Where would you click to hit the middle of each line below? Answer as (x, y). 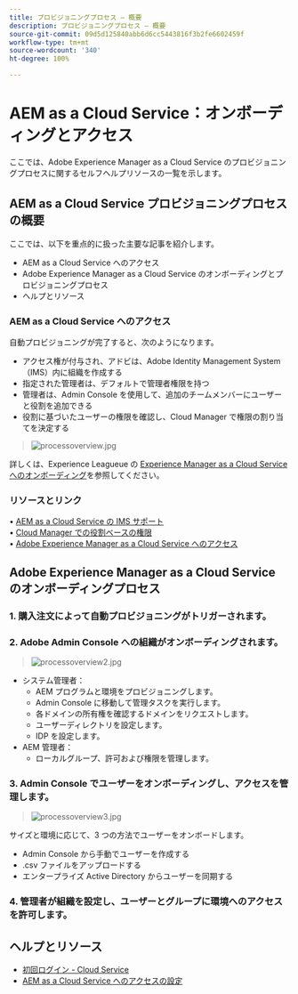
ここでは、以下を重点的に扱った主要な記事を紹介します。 (114, 243)
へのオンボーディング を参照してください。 (87, 475)
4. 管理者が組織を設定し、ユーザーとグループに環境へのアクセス (146, 901)
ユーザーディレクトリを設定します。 (101, 724)
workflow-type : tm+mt (49, 42)
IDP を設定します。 (70, 736)
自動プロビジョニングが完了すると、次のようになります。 (114, 343)
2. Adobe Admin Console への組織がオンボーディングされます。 (146, 642)
